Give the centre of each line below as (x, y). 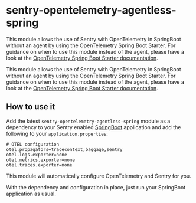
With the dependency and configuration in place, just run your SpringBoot (96, 187)
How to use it (31, 107)
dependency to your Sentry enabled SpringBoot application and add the (94, 127)
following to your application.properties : (57, 133)
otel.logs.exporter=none (37, 155)
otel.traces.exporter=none (39, 165)
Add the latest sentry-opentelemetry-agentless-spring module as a (88, 121)
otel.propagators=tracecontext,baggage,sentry (64, 149)
